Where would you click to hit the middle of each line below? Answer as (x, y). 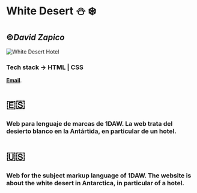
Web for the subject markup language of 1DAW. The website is (99, 176)
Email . (14, 81)
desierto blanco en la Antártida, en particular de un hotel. (92, 131)
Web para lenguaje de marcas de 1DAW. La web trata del (89, 124)
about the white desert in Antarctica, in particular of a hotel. (95, 183)
